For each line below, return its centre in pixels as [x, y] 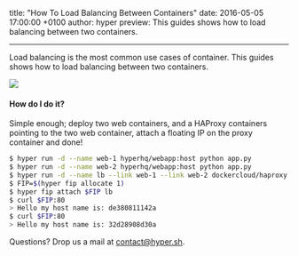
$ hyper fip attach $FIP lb [61, 192]
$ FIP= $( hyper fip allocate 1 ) [67, 183]
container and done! [46, 142]
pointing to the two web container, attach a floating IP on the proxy [131, 133]
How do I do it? [37, 104]
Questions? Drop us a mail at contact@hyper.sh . [97, 242]
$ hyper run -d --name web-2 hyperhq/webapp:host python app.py [130, 167]
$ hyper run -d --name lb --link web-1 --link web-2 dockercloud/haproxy [149, 175]
